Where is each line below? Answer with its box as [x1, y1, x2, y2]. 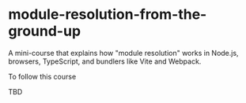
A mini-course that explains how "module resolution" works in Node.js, [8, 48, 239, 57]
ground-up [8, 22, 81, 40]
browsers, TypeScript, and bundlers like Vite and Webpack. [8, 57, 202, 66]
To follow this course [8, 72, 77, 81]
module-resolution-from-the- [8, 6, 207, 24]
